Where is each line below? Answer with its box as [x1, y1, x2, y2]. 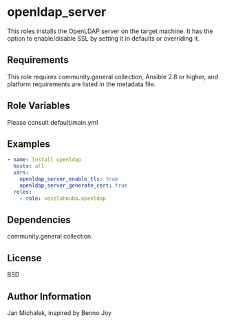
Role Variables [7, 100, 70, 112]
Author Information [7, 290, 92, 302]
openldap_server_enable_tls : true [19, 176, 118, 183]
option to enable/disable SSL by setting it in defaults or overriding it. [7, 34, 200, 42]
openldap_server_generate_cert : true [19, 182, 128, 189]
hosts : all [13, 163, 45, 170]
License [7, 252, 42, 264]
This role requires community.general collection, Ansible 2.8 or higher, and [7, 72, 219, 81]
